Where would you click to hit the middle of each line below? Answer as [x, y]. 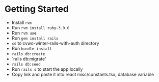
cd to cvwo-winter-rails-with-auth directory [55, 43]
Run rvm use [24, 33]
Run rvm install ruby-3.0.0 [40, 27]
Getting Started [37, 9]
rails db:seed [26, 64]
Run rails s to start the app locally [47, 69]
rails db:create [28, 54]
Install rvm [22, 22]
